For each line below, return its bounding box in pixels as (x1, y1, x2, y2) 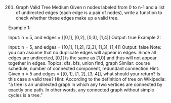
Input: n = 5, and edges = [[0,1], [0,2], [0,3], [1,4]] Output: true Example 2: (8, 35, 161, 40)
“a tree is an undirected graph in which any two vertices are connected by (8, 81, 163, 87)
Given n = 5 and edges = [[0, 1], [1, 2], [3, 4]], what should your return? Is (8, 71, 161, 77)
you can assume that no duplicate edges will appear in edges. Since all (8, 50, 156, 55)
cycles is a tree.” (8, 92, 43, 98)
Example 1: (8, 25, 31, 31)
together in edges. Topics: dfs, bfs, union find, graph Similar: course (8, 60, 150, 66)
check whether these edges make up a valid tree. (15, 15, 119, 21)
